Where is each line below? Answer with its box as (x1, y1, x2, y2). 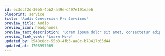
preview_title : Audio (4, 20, 49, 26)
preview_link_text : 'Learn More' (4, 35, 73, 39)
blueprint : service (4, 12, 45, 17)
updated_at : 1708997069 (4, 43, 54, 48)
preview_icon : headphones (4, 25, 58, 30)
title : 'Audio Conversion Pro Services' (4, 16, 89, 21)
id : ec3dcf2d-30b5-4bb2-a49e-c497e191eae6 (4, 7, 93, 12)
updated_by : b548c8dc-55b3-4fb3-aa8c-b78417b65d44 (4, 39, 111, 44)
